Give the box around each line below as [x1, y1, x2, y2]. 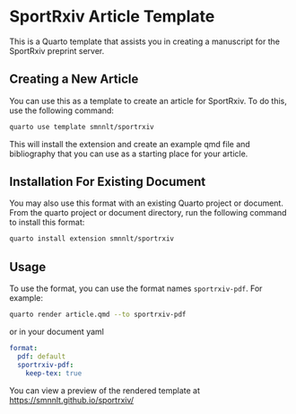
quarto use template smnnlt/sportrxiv [9, 122, 154, 131]
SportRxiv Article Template [9, 6, 215, 27]
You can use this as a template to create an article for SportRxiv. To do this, [9, 95, 287, 106]
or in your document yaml [9, 326, 105, 337]
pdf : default [17, 352, 66, 361]
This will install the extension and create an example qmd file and [9, 138, 251, 149]
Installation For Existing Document [9, 174, 206, 189]
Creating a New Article [9, 72, 139, 87]
